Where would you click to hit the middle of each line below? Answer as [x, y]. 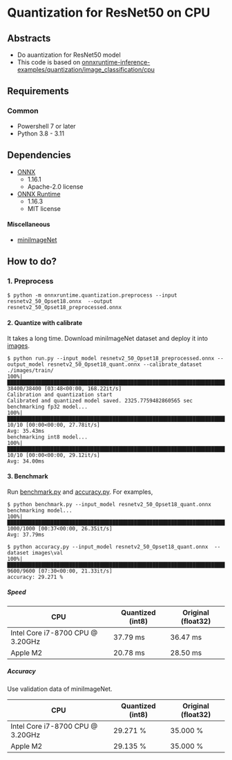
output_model [26, 364]
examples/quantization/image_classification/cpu [86, 69]
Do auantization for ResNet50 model [69, 55]
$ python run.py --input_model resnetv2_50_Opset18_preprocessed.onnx [111, 358]
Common [23, 111]
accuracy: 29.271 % [35, 577]
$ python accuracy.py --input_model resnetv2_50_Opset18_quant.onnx [108, 547]
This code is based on [49, 62]
